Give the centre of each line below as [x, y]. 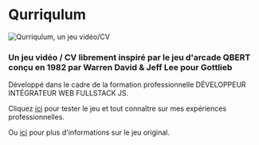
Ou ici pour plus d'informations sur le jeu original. [89, 132]
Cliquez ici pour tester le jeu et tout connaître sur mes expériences [118, 108]
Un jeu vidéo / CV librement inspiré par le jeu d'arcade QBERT [129, 57]
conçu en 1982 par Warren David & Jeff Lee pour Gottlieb [120, 67]
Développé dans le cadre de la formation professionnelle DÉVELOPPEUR [127, 84]
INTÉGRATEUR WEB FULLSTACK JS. [69, 93]
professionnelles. [37, 117]
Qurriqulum [47, 15]
